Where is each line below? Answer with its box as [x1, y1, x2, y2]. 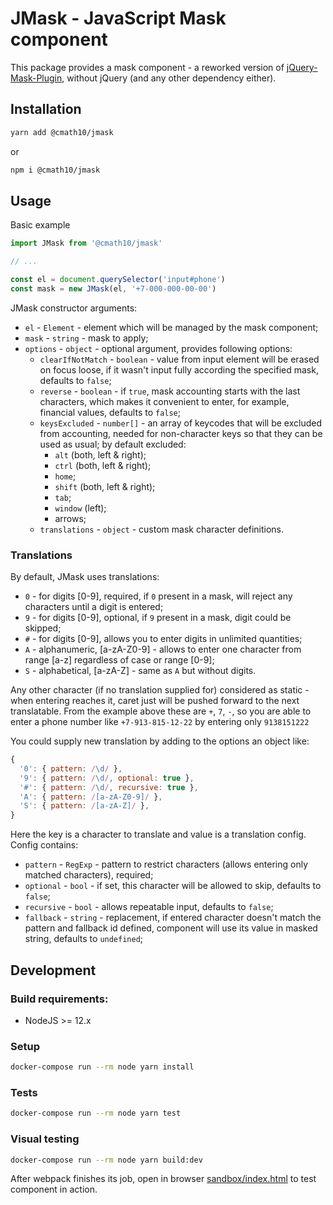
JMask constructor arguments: [10, 302, 138, 314]
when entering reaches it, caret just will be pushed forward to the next [10, 695, 300, 707]
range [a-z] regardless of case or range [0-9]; [24, 654, 215, 666]
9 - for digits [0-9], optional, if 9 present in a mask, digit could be [24, 612, 292, 624]
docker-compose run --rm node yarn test [10, 1108, 182, 1119]
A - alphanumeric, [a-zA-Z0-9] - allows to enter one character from [24, 643, 302, 656]
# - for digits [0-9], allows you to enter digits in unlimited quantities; [24, 633, 303, 645]
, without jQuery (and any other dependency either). [61, 72, 277, 84]
